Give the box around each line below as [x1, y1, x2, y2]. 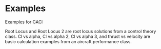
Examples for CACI [5, 19, 43, 25]
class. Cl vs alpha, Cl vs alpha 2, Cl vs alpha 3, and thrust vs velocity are [5, 33, 150, 39]
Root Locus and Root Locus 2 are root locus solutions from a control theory [5, 28, 156, 34]
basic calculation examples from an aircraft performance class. [5, 38, 132, 44]
